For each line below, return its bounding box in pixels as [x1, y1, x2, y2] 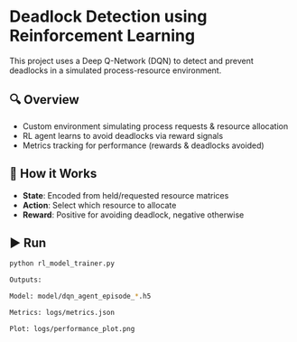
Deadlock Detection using [9, 6, 208, 27]
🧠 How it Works [9, 166, 97, 181]
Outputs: [9, 275, 42, 285]
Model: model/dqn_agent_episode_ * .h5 [9, 291, 152, 301]
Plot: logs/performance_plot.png [9, 324, 135, 333]
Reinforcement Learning [9, 25, 196, 46]
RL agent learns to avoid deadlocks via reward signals [22, 130, 224, 141]
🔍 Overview [9, 92, 79, 107]
